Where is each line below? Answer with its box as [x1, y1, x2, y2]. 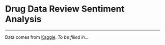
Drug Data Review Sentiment [5, 3, 125, 15]
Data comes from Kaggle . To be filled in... [5, 34, 89, 40]
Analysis [5, 14, 42, 25]
